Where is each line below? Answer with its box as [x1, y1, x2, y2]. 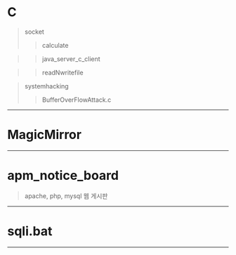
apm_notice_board [7, 168, 119, 183]
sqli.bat [7, 223, 53, 239]
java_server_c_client [41, 54, 100, 63]
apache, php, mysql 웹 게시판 [24, 191, 108, 200]
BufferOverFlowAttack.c [41, 96, 112, 104]
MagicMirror [7, 127, 82, 143]
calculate [41, 41, 69, 49]
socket [24, 27, 44, 36]
